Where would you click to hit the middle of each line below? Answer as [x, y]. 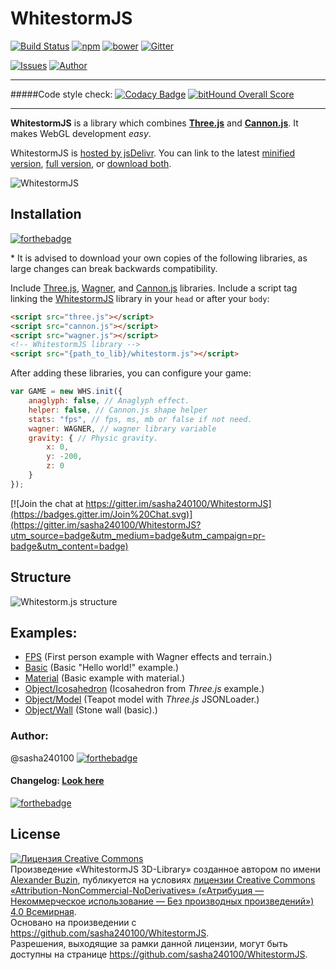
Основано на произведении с [73, 922]
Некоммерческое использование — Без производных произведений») [162, 901]
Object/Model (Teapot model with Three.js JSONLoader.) [142, 699]
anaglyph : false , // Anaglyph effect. [109, 401]
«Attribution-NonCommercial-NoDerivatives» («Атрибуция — [137, 890]
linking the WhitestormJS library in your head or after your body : [140, 298]
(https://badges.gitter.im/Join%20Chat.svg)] [101, 514]
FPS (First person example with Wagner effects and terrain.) [148, 657]
